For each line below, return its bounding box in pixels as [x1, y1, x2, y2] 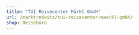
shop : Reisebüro [6, 20, 47, 26]
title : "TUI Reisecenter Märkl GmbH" [6, 8, 101, 15]
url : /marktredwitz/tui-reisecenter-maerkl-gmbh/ [6, 14, 134, 20]
